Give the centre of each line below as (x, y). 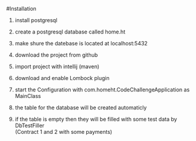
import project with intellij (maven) (57, 66)
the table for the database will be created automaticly (81, 108)
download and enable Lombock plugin (62, 78)
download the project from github (56, 55)
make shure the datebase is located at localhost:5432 (81, 43)
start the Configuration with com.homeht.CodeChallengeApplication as (102, 90)
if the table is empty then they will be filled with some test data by (96, 119)
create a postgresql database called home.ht (70, 32)
